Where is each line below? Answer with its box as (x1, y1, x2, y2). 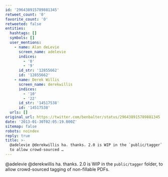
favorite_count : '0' (5, 17, 49, 22)
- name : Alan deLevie (14, 45, 59, 50)
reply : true (5, 133, 30, 138)
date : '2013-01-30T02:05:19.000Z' (5, 119, 78, 124)
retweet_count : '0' (5, 12, 46, 17)
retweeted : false (5, 21, 42, 27)
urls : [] (10, 110, 28, 115)
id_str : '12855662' (18, 68, 59, 73)
